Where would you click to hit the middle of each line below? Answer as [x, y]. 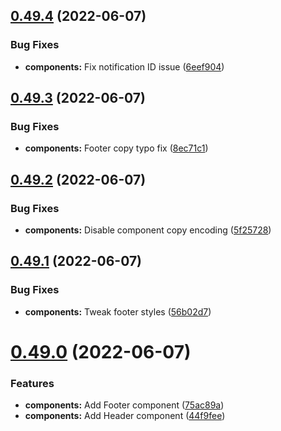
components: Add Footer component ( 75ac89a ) [124, 405]
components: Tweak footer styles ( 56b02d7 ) [118, 311]
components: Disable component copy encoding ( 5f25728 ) [148, 230]
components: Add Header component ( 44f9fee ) [125, 416]
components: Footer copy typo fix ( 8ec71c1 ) [116, 148]
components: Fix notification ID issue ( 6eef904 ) [124, 66]
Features [32, 383]
